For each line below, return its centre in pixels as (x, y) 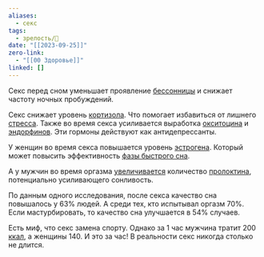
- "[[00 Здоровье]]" (50, 61)
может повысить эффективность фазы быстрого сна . (99, 155)
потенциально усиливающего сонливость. (81, 179)
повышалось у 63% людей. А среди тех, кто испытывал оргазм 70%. (126, 203)
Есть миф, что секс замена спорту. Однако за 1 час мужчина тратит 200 (132, 227)
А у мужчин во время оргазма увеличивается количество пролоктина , (130, 171)
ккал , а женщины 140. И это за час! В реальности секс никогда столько (131, 236)
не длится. (26, 244)
